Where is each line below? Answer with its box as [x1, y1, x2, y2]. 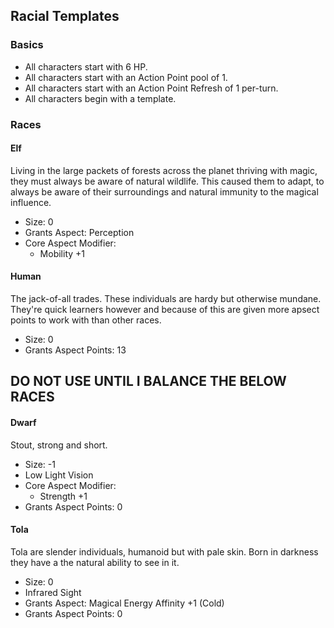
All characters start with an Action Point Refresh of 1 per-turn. [24, 82, 279, 94]
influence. [10, 196, 52, 208]
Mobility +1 [39, 247, 85, 259]
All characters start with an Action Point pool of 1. [24, 71, 228, 83]
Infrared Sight [24, 586, 82, 598]
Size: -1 [24, 458, 56, 470]
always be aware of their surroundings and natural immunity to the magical [10, 185, 319, 198]
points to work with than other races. [10, 314, 162, 326]
